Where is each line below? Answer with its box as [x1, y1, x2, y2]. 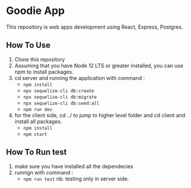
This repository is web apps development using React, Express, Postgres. [6, 23, 183, 30]
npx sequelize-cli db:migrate [23, 94, 98, 100]
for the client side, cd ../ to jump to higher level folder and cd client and [14, 112, 186, 119]
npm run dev [23, 106, 53, 112]
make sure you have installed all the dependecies [14, 162, 133, 170]
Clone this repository [14, 55, 65, 62]
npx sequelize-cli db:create [23, 88, 95, 94]
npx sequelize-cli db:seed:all [23, 100, 100, 106]
